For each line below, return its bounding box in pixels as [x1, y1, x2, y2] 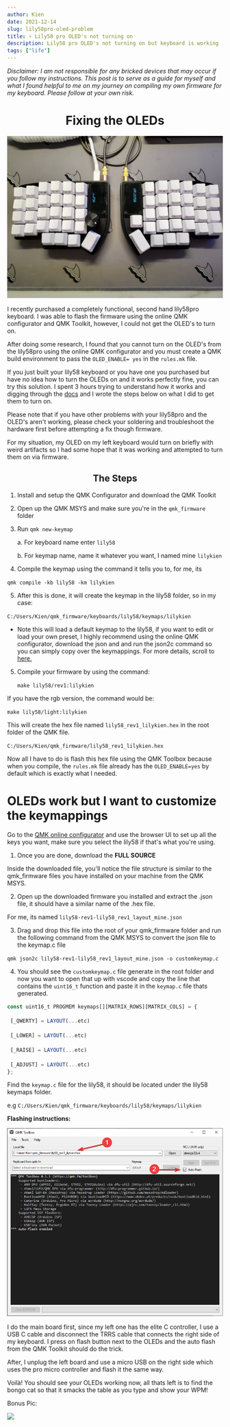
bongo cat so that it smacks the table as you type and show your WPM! [7, 1386, 209, 1394]
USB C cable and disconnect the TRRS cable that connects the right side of [7, 1330, 220, 1338]
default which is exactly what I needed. [7, 769, 118, 777]
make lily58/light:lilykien [7, 709, 88, 716]
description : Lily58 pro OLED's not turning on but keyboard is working [7, 40, 219, 47]
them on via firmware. [7, 453, 69, 461]
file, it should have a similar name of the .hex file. [16, 899, 155, 908]
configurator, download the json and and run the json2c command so [16, 639, 212, 648]
